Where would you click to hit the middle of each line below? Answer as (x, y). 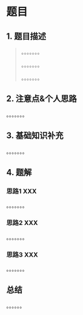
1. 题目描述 (26, 36)
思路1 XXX (22, 191)
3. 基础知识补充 (35, 136)
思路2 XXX (22, 223)
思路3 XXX (22, 254)
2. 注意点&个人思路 (41, 99)
